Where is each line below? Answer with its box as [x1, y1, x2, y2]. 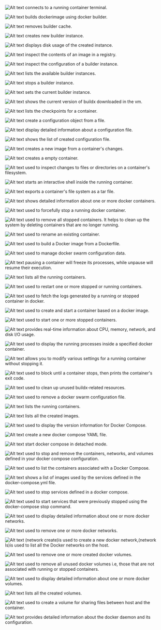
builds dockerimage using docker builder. [25, 14, 108, 19]
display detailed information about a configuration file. [25, 127, 133, 133]
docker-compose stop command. [5, 504, 72, 510]
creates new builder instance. [25, 33, 84, 38]
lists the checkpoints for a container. [25, 108, 98, 114]
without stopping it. [5, 361, 44, 366]
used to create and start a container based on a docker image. [25, 307, 149, 313]
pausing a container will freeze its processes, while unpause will [25, 260, 153, 265]
